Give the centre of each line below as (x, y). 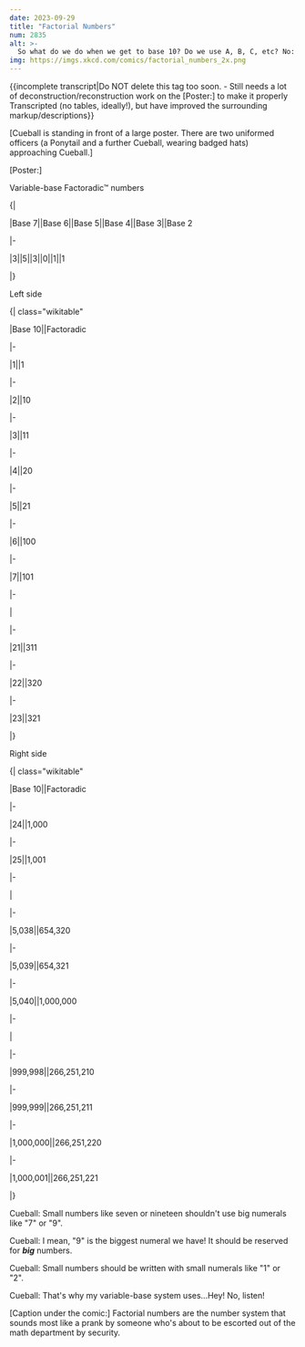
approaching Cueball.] (51, 152)
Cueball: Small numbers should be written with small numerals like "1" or (145, 1268)
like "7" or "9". (36, 1223)
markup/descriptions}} (52, 115)
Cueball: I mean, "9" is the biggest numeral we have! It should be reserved (149, 1241)
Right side (28, 753)
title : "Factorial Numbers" (63, 26)
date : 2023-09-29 (42, 18)
